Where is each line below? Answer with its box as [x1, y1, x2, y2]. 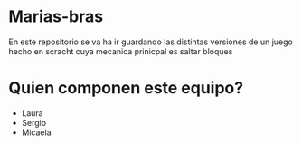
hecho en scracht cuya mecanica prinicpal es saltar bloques [8, 45, 233, 56]
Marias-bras [8, 6, 104, 27]
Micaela [21, 127, 52, 138]
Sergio [21, 117, 47, 128]
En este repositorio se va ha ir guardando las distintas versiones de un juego [8, 36, 293, 47]
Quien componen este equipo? [8, 78, 244, 99]
